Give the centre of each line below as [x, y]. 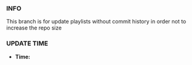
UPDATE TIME [27, 43]
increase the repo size [34, 28]
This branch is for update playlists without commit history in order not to [96, 22]
